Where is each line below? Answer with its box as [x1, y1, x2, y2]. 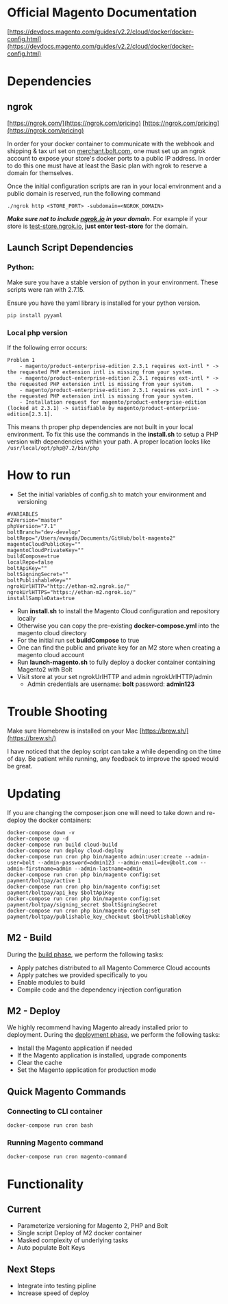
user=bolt [7, 859, 36, 866]
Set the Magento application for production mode [16, 1066, 157, 1074]
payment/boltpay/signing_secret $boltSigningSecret [7, 901, 157, 908]
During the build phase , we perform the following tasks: [7, 950, 164, 959]
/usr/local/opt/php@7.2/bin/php [7, 444, 99, 451]
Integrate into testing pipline [16, 1282, 97, 1290]
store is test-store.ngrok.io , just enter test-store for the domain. [7, 222, 188, 230]
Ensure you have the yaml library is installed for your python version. [7, 299, 201, 307]
